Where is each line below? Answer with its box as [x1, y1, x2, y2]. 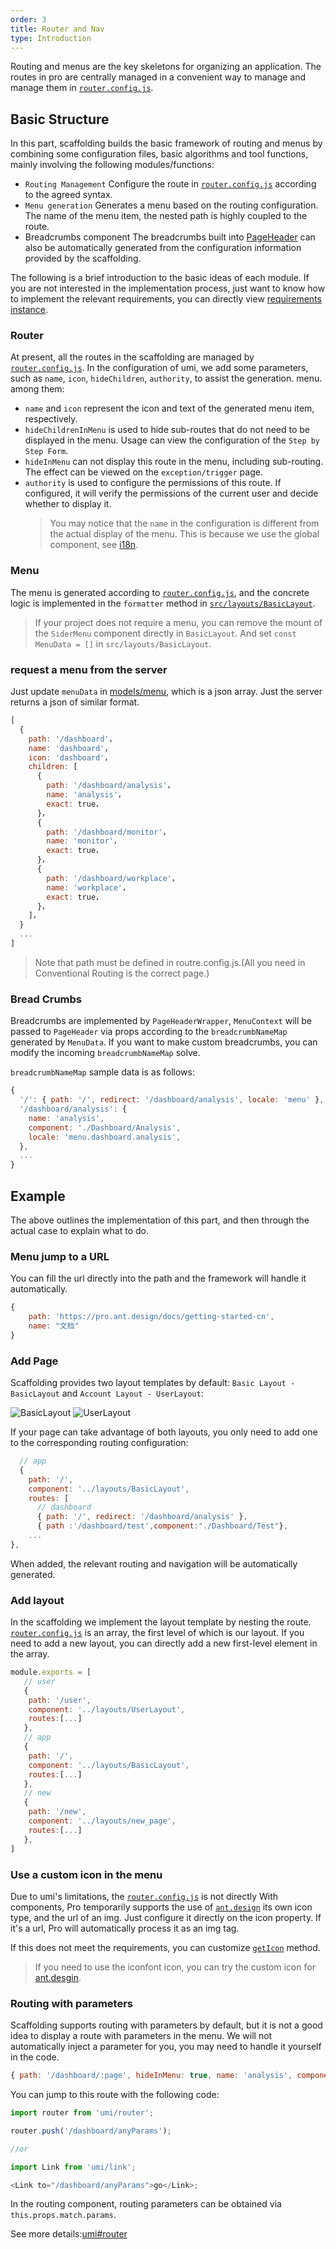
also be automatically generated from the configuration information [24, 242, 302, 254]
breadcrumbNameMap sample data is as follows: [10, 1066, 195, 1078]
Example [10, 1187, 66, 1205]
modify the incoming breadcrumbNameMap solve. [10, 1047, 201, 1059]
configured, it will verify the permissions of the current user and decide [24, 487, 319, 500]
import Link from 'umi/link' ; [10, 2162, 137, 2172]
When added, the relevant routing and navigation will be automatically [10, 1557, 298, 1570]
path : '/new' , [28, 1807, 87, 1817]
